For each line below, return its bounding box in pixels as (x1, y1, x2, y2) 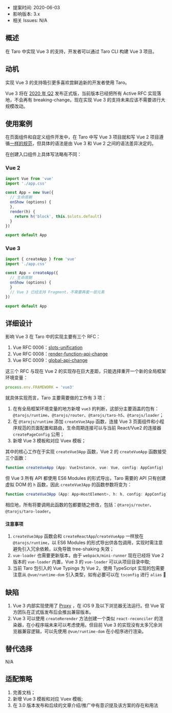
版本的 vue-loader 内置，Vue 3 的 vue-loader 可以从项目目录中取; (12, 559, 151, 565)
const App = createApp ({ (5, 271, 58, 276)
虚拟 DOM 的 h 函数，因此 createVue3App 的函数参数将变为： (5, 481, 132, 488)
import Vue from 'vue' (5, 176, 54, 181)
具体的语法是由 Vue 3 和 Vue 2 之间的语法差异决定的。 (40, 140, 157, 147)
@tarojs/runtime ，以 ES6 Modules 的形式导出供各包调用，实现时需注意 (12, 540, 163, 546)
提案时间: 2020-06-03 (12, 5, 60, 10)
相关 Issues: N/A (12, 17, 48, 23)
